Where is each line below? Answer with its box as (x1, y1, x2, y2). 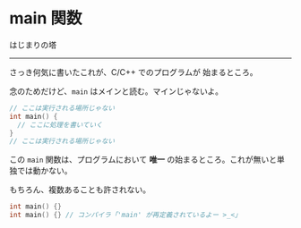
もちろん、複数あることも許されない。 (9, 184, 150, 195)
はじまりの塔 (9, 39, 56, 50)
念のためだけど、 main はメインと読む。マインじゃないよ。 (9, 86, 224, 97)
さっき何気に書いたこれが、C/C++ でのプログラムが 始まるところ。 (9, 66, 258, 77)
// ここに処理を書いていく (17, 120, 103, 130)
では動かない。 (16, 165, 73, 176)
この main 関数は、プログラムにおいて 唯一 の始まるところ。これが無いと (9, 154, 278, 165)
